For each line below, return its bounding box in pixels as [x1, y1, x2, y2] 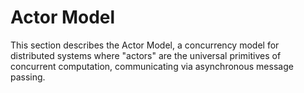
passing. [10, 71, 46, 83]
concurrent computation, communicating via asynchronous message [10, 60, 294, 72]
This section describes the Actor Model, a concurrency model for [10, 39, 280, 51]
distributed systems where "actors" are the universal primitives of [10, 49, 282, 61]
